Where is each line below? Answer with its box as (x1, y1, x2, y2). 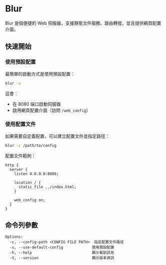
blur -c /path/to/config (5, 143, 57, 148)
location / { (14, 180, 41, 185)
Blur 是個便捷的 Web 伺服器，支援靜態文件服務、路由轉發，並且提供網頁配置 (5, 20, 162, 26)
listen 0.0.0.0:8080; (14, 171, 59, 176)
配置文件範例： (5, 152, 36, 158)
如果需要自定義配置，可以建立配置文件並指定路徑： (5, 133, 110, 139)
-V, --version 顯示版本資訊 (9, 256, 114, 261)
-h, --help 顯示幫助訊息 (9, 250, 114, 256)
